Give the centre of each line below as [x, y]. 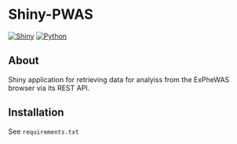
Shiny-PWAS [51, 14]
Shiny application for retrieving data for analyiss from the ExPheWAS [119, 79]
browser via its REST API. [49, 88]
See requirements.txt [44, 131]
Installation [36, 112]
